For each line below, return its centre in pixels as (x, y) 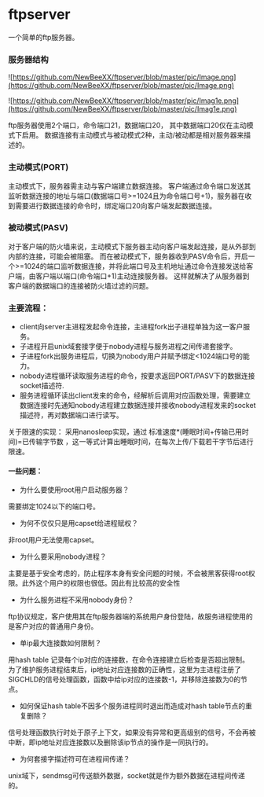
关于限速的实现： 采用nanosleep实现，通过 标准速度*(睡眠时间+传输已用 (125, 432)
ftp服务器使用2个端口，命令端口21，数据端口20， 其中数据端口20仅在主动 (128, 125)
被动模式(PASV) (38, 228)
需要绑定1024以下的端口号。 (54, 507)
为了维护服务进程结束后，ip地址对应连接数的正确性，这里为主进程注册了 (125, 670)
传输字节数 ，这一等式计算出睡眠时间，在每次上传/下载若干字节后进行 (141, 442)
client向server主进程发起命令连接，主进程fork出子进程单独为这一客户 (131, 327)
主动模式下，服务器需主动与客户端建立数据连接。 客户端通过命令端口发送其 (130, 185)
